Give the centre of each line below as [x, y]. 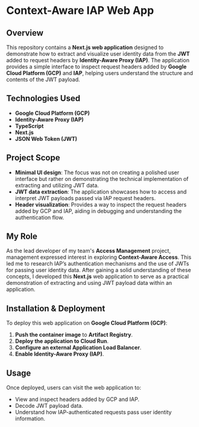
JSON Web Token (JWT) [46, 139]
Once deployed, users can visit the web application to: [74, 388]
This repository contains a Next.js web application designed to [85, 47]
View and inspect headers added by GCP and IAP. [77, 399]
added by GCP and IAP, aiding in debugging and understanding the [98, 211]
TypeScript [29, 126]
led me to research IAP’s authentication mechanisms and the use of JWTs [98, 264]
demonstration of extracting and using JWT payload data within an [89, 283]
